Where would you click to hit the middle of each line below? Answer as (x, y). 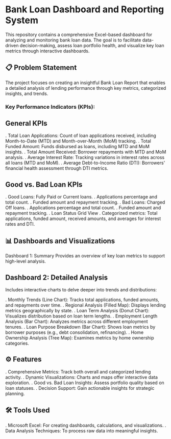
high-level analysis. (26, 261)
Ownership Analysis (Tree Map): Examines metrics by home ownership (80, 337)
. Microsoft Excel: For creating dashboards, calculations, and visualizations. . (86, 425)
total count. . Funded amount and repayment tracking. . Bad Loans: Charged (85, 202)
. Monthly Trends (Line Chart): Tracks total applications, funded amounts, (82, 300)
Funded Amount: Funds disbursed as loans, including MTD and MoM (77, 147)
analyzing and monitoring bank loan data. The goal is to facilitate (73, 40)
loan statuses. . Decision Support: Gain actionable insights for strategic (80, 388)
